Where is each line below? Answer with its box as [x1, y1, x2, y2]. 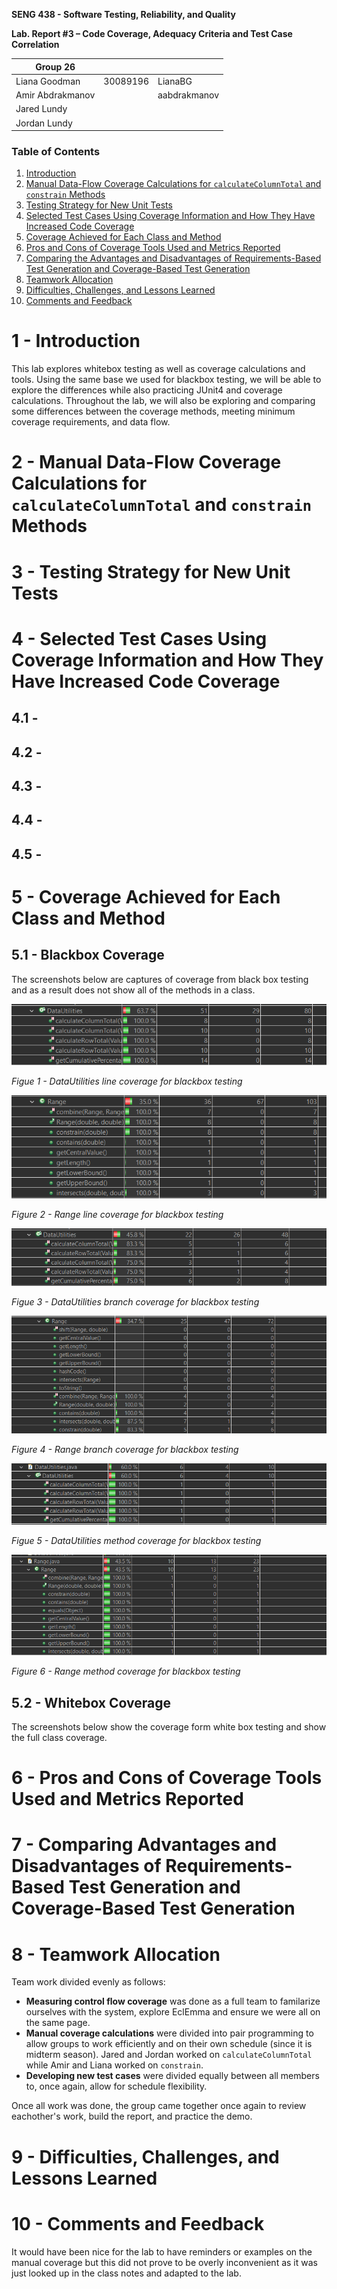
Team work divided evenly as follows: [11, 1976, 166, 1988]
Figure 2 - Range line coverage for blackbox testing [11, 1208, 224, 1220]
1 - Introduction [11, 330, 141, 353]
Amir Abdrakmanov [15, 89, 96, 101]
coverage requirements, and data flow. [11, 416, 171, 428]
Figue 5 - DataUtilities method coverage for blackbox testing [11, 1534, 262, 1546]
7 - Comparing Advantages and [11, 1834, 278, 1856]
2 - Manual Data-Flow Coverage [11, 451, 282, 474]
